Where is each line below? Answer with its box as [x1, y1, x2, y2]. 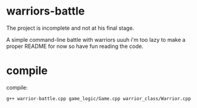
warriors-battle [6, 4, 85, 18]
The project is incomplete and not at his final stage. [6, 24, 135, 32]
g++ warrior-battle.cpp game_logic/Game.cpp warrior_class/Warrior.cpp [6, 95, 191, 101]
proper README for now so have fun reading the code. [6, 42, 144, 50]
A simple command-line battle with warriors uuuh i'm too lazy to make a [6, 36, 186, 43]
